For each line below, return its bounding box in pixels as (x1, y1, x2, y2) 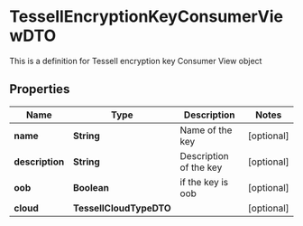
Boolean (72, 181, 110, 193)
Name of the (179, 124, 233, 137)
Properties (9, 81, 70, 97)
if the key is (179, 175, 229, 188)
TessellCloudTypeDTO (72, 202, 171, 214)
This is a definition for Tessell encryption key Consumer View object (9, 55, 262, 66)
